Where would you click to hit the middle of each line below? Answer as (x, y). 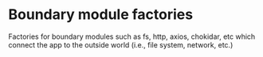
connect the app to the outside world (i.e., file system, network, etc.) (121, 44)
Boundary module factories (101, 15)
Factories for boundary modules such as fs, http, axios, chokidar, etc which (132, 36)
